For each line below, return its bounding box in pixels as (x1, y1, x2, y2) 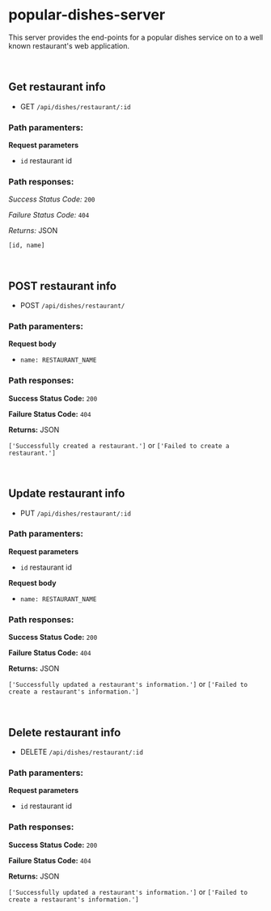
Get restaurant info (8, 80, 107, 94)
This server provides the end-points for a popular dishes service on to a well (8, 32, 264, 42)
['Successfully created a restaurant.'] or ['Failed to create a (8, 440, 230, 450)
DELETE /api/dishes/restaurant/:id (19, 747, 144, 756)
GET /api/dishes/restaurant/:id (19, 101, 131, 111)
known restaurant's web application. (8, 40, 129, 50)
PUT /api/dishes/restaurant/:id (19, 508, 132, 518)
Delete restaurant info (8, 726, 121, 739)
